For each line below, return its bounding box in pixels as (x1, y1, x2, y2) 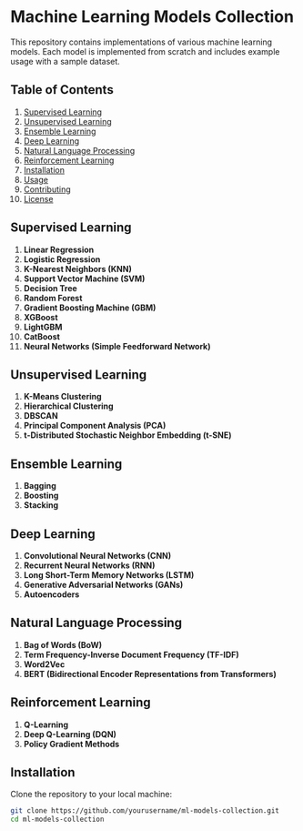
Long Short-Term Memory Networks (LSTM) (23, 570, 195, 580)
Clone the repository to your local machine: (10, 789, 173, 800)
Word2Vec (23, 658, 66, 670)
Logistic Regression (23, 253, 101, 265)
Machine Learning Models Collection (10, 6, 295, 27)
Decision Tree (23, 282, 78, 293)
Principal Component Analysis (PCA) (23, 421, 167, 431)
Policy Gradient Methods (23, 738, 120, 749)
